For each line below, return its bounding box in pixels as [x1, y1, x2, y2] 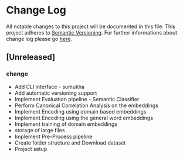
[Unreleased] [6, 52, 56, 62]
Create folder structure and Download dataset [14, 139, 126, 146]
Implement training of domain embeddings [14, 121, 117, 128]
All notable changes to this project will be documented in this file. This [6, 23, 176, 30]
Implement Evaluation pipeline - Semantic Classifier [14, 95, 140, 102]
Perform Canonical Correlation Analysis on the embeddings [14, 102, 158, 109]
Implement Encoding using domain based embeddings [14, 108, 147, 115]
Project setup [14, 145, 48, 152]
